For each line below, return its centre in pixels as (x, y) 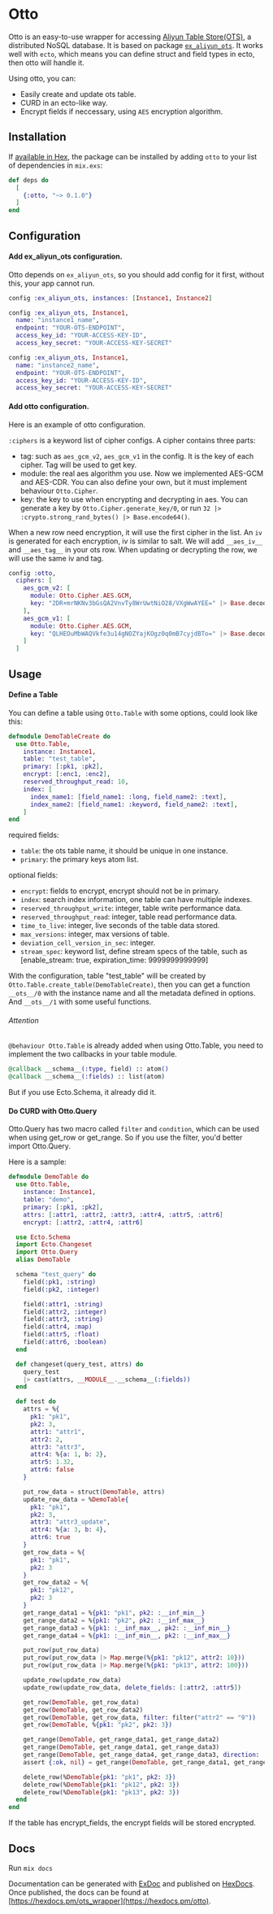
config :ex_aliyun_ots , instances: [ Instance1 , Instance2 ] (110, 298)
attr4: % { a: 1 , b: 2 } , (68, 1454)
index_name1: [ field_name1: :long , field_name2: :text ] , (128, 797)
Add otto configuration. (49, 406)
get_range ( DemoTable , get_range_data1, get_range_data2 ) (121, 1740)
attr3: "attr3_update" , (70, 1522)
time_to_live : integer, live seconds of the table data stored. (120, 926)
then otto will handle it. (47, 63)
